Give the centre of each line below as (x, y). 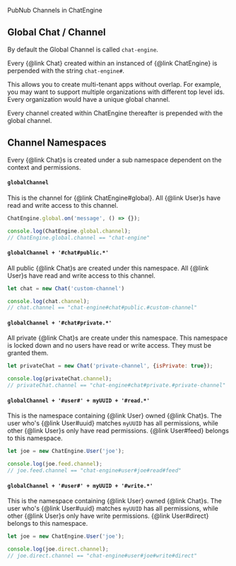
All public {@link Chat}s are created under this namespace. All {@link (108, 268)
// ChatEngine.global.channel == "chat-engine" (79, 237)
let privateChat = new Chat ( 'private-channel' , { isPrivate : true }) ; (110, 366)
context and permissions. (44, 167)
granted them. (28, 353)
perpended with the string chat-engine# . (66, 71)
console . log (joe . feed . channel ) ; (55, 464)
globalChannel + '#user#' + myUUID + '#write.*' (80, 486)
